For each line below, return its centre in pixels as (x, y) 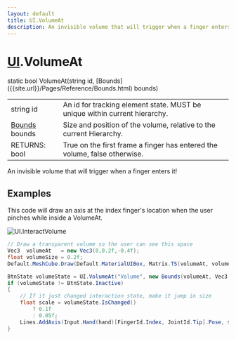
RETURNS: (28, 145)
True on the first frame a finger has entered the (140, 145)
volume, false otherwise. (103, 154)
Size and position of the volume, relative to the (139, 125)
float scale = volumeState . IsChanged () (78, 303)
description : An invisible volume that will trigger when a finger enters (119, 27)
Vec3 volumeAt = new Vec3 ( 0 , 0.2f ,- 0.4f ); (73, 251)
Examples (29, 193)
